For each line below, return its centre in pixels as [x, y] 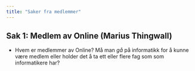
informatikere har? [37, 63]
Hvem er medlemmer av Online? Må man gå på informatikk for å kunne [102, 50]
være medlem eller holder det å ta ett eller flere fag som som [89, 57]
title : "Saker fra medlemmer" [44, 12]
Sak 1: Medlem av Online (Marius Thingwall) [89, 36]
